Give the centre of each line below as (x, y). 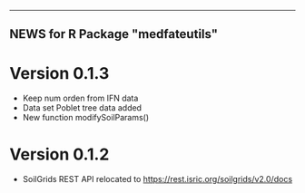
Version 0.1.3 (59, 73)
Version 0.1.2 (59, 154)
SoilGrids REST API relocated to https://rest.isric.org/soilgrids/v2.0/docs (157, 179)
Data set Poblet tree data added (82, 108)
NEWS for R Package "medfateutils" (114, 34)
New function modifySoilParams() (86, 118)
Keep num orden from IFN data (80, 98)
